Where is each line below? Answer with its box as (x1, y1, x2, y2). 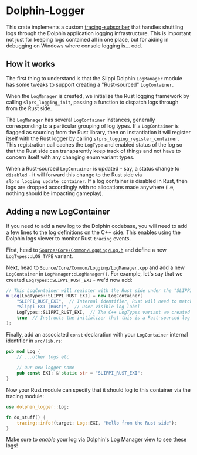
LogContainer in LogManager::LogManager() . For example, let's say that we (6, 270, 183, 277)
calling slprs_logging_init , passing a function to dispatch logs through (6, 99, 179, 106)
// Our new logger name (16, 365, 75, 371)
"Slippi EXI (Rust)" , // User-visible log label (16, 304, 141, 310)
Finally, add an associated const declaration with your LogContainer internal (6, 331, 188, 338)
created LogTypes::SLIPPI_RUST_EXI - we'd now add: (6, 276, 133, 283)
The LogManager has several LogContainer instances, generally (6, 116, 155, 123)
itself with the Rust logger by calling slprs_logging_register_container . (6, 135, 180, 142)
